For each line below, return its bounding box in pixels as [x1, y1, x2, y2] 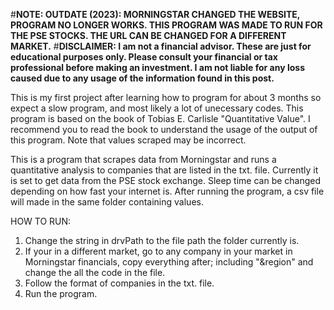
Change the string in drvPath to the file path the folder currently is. [24, 235, 300, 246]
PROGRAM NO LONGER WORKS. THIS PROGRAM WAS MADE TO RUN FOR [10, 19, 323, 31]
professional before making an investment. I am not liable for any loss [10, 62, 306, 73]
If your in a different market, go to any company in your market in [24, 245, 293, 257]
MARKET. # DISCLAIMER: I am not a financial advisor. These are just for [10, 40, 312, 52]
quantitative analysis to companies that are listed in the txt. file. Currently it [10, 164, 319, 176]
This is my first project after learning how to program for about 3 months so [10, 92, 322, 103]
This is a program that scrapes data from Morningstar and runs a [10, 154, 277, 165]
